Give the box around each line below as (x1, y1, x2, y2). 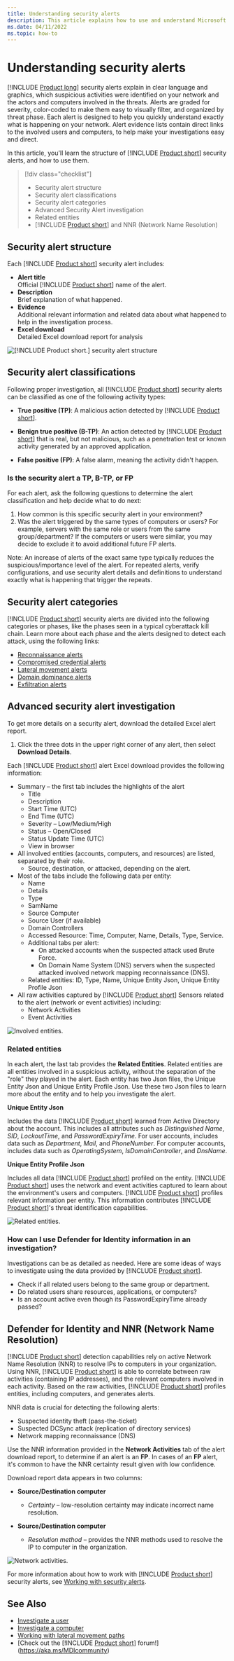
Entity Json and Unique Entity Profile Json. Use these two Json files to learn (7, 1082, 227, 1091)
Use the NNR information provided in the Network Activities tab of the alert (7, 1445, 226, 1454)
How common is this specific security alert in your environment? (17, 510, 203, 518)
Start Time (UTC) (27, 804, 78, 813)
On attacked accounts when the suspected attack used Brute (38, 946, 215, 954)
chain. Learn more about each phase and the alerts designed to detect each (7, 629, 226, 637)
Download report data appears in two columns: (7, 1474, 143, 1482)
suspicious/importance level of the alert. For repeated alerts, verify (7, 561, 200, 570)
